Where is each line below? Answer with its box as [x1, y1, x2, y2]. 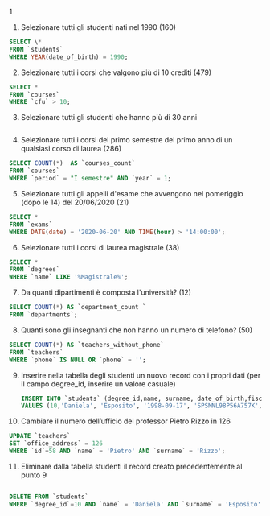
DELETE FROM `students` [9, 493, 89, 501]
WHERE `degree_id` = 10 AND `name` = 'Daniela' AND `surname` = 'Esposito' [9, 500, 262, 508]
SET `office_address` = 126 [9, 440, 104, 448]
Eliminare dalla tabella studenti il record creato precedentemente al [20, 461, 243, 471]
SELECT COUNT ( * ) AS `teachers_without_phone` [9, 341, 164, 349]
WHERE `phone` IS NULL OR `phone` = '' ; [9, 356, 147, 364]
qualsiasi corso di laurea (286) [20, 144, 122, 154]
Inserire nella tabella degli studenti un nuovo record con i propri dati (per [20, 370, 261, 380]
